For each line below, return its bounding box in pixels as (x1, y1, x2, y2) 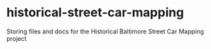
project (6, 34, 27, 42)
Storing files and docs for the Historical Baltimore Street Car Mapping (6, 27, 205, 35)
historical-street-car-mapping (6, 5, 184, 20)
